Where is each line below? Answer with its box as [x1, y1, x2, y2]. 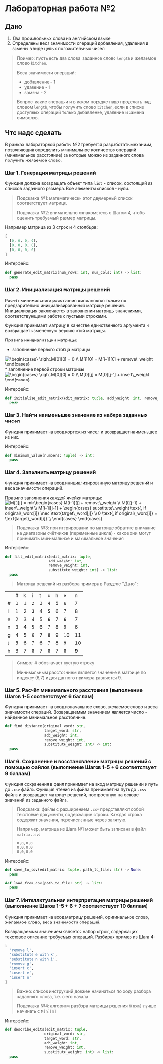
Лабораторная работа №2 [5, 3, 116, 14]
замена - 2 [24, 90, 47, 95]
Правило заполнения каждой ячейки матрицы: [5, 495, 103, 501]
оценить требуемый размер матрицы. [16, 215, 97, 221]
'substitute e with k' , [9, 952, 57, 957]
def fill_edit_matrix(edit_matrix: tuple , [5, 554, 92, 559]
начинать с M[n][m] [16, 1008, 57, 1014]
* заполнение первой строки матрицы [5, 366, 85, 372]
